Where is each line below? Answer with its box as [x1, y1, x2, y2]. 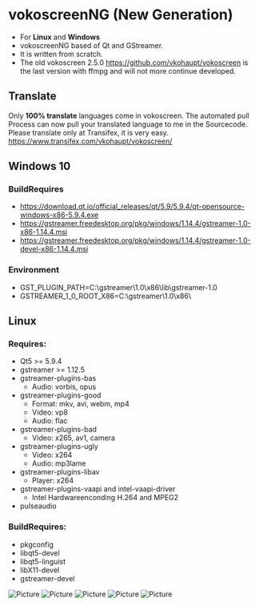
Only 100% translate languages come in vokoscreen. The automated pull [8, 111, 249, 120]
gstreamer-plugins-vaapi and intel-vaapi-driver [19, 484, 176, 494]
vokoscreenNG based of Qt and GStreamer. [19, 40, 164, 50]
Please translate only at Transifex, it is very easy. [8, 127, 169, 137]
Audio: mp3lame [31, 459, 86, 468]
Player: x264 [31, 475, 74, 486]
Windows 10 [8, 160, 71, 173]
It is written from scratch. [19, 49, 103, 59]
